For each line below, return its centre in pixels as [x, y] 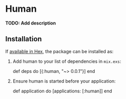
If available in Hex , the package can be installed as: [59, 51]
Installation [24, 39]
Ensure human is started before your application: [64, 81]
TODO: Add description [31, 23]
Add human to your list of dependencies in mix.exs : [67, 61]
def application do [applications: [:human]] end [62, 91]
